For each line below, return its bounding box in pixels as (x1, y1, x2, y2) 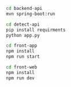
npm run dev (6, 75, 35, 81)
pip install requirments (6, 27, 66, 33)
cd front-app (6, 43, 38, 49)
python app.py (6, 32, 40, 38)
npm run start (6, 54, 40, 60)
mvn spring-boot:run (6, 11, 56, 17)
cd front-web (6, 64, 38, 70)
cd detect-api (6, 21, 40, 27)
